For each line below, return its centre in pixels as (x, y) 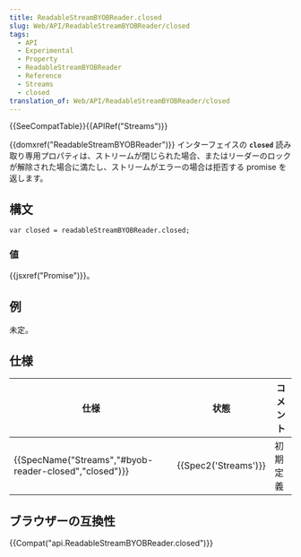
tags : (19, 34)
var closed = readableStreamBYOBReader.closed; (100, 231)
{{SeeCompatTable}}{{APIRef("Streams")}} (89, 126)
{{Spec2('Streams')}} (221, 466)
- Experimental (46, 51)
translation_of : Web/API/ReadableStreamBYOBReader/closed (120, 101)
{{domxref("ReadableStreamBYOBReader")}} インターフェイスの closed (142, 145)
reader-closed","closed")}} (72, 471)
